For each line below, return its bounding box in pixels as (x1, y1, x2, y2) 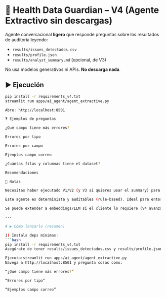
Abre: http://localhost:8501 (5, 108, 65, 113)
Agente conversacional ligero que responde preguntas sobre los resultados (5, 31, 159, 37)
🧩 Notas (5, 179, 21, 184)
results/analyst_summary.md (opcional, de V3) (12, 57, 107, 62)
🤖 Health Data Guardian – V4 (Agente (5, 4, 159, 16)
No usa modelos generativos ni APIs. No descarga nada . (5, 66, 121, 72)
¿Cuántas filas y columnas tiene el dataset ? (5, 161, 100, 166)
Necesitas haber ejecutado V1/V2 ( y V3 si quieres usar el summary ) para (5, 188, 161, 193)
